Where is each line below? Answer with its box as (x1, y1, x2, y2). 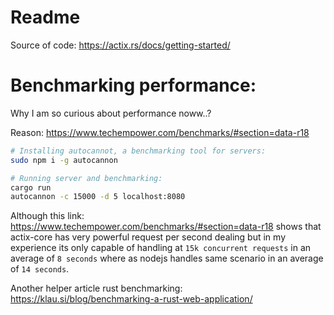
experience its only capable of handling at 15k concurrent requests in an (10, 242, 312, 254)
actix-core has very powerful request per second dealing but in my (10, 231, 286, 243)
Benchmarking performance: (10, 74, 257, 97)
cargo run (10, 182, 52, 193)
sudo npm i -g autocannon (10, 155, 118, 165)
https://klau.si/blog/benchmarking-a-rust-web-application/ (10, 293, 253, 305)
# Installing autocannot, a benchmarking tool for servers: (10, 146, 267, 156)
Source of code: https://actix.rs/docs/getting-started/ (10, 39, 231, 51)
